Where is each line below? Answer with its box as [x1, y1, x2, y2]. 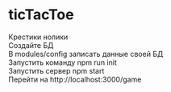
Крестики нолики [8, 32, 69, 42]
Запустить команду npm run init [8, 58, 117, 67]
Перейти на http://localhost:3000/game [8, 74, 142, 84]
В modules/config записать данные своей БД [8, 49, 164, 58]
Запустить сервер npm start [8, 66, 105, 75]
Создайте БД [8, 40, 54, 50]
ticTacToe [8, 6, 74, 24]
